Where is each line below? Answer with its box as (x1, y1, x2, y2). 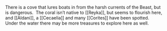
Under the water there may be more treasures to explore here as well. (5, 20, 149, 26)
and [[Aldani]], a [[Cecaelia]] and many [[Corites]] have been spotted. (5, 15, 149, 20)
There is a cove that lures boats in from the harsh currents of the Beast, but (5, 4, 161, 10)
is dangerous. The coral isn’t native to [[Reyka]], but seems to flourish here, (5, 9, 162, 15)
